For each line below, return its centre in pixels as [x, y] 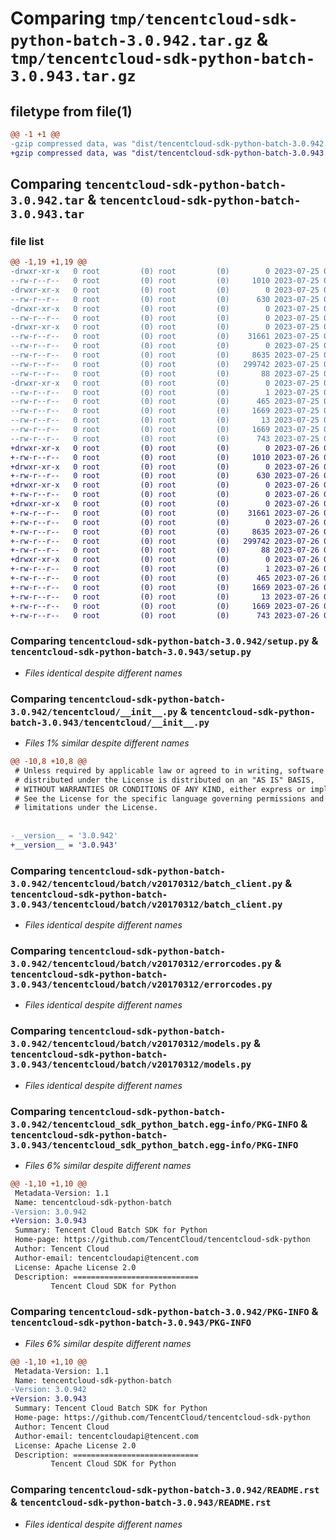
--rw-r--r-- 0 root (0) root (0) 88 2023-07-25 [165, 373]
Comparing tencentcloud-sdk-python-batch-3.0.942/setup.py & [164, 641]
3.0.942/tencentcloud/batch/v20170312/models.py [131, 1044]
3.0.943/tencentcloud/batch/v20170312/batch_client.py [146, 904]
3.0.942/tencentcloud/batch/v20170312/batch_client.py [146, 883]
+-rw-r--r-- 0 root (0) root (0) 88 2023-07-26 [165, 550]
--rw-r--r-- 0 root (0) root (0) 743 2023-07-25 [165, 438]
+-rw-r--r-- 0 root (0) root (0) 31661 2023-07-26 [165, 513]
